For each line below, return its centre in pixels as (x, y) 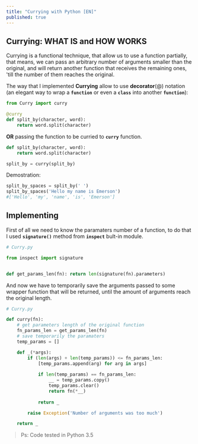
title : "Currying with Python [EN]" (51, 12)
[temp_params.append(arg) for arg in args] (92, 364)
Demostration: (23, 175)
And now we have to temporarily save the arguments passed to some (91, 285)
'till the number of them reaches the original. (60, 74)
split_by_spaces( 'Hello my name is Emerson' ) (63, 192)
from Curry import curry (37, 104)
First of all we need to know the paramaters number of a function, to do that (99, 230)
